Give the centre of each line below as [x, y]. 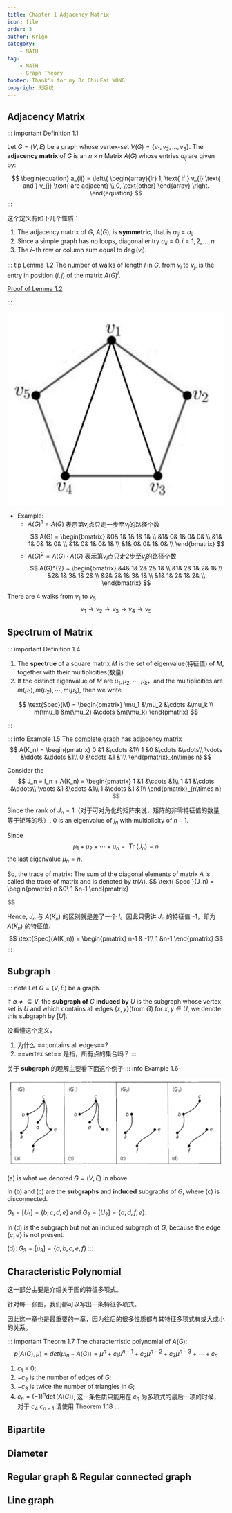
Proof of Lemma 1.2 [35, 288]
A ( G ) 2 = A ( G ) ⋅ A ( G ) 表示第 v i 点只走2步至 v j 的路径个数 [102, 556]
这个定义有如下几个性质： [43, 218]
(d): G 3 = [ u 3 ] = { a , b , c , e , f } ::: [50, 1249]
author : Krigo [28, 37]
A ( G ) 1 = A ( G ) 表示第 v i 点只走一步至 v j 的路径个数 [94, 524]
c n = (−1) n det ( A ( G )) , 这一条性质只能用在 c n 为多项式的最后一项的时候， [118, 1397]
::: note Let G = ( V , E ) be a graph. [54, 988]
